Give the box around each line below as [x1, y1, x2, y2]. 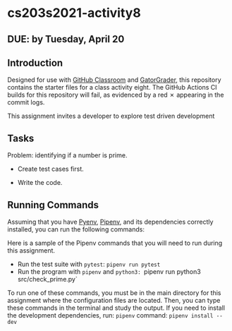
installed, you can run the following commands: [7, 225, 145, 234]
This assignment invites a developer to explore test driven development [7, 112, 215, 121]
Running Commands [7, 199, 99, 211]
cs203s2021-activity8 [7, 5, 141, 21]
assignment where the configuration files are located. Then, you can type [7, 296, 221, 305]
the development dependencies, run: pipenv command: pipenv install [7, 311, 214, 320]
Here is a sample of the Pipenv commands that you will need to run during [7, 239, 223, 248]
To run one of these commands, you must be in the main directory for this [7, 289, 221, 297]
